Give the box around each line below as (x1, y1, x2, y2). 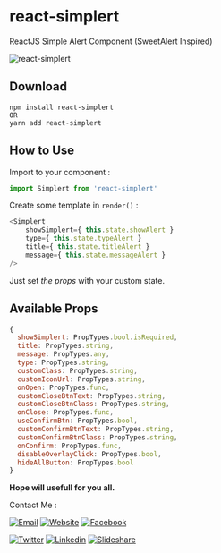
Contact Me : (9, 499, 57, 511)
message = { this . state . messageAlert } (25, 251, 166, 259)
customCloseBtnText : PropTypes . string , (17, 391, 166, 400)
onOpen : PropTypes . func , (17, 383, 110, 392)
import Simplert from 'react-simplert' (9, 183, 158, 193)
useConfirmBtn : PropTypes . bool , (17, 416, 139, 426)
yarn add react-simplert (9, 118, 102, 127)
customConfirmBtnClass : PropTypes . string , (17, 432, 178, 442)
